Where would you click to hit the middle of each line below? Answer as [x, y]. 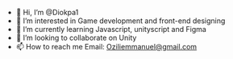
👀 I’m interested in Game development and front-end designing [121, 21]
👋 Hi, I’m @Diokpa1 [47, 12]
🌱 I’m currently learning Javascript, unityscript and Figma [111, 29]
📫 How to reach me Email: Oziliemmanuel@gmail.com [106, 47]
